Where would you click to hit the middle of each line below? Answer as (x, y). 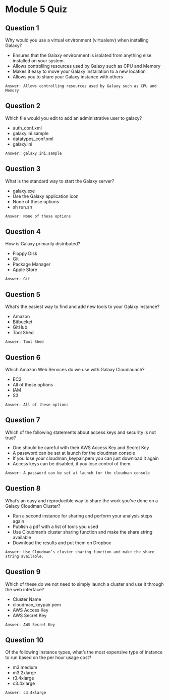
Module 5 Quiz (36, 9)
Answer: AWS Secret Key (30, 625)
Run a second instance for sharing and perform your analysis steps (82, 516)
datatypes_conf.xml (33, 139)
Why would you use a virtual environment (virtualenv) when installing (77, 40)
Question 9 (23, 572)
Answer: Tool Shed (24, 342)
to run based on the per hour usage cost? (48, 658)
